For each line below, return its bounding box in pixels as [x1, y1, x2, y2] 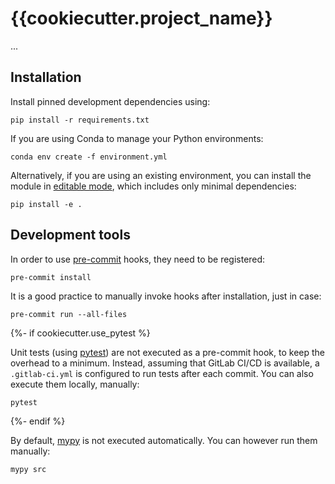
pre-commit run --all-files [10, 309, 128, 319]
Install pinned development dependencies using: [10, 95, 211, 107]
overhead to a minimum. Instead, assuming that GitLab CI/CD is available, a [10, 357, 320, 369]
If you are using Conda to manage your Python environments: [10, 132, 264, 144]
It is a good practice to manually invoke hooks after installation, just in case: [10, 290, 322, 302]
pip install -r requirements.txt [10, 115, 150, 125]
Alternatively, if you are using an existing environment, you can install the [10, 169, 312, 181]
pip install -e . [10, 199, 83, 209]
